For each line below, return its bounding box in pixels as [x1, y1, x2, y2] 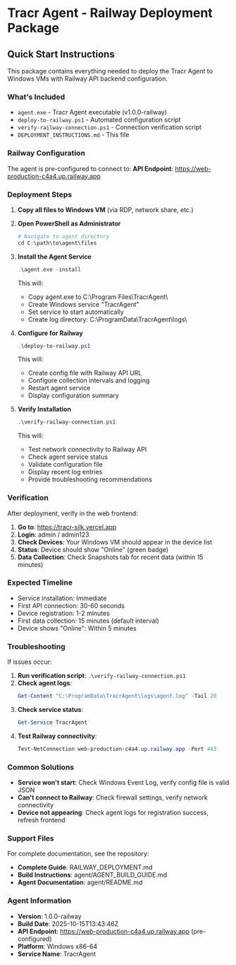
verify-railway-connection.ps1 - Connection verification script [17, 123, 202, 131]
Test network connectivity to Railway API [27, 445, 147, 454]
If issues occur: [7, 657, 52, 666]
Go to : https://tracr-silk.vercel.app [17, 522, 117, 531]
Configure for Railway [17, 329, 83, 337]
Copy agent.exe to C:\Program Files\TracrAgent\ [27, 292, 168, 301]
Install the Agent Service [17, 252, 92, 261]
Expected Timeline [7, 578, 73, 587]
